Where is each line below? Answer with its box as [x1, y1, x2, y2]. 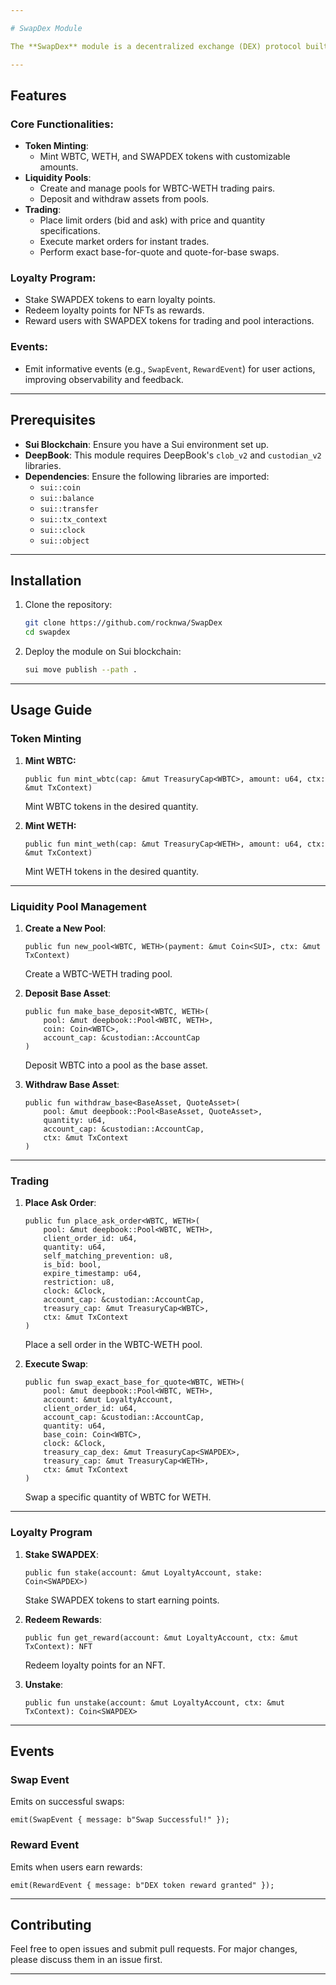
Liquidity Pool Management [10, 899, 147, 913]
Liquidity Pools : [24, 172, 92, 184]
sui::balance [39, 493, 95, 503]
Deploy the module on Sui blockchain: [24, 646, 182, 658]
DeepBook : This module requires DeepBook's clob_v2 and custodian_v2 [24, 449, 322, 461]
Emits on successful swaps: [10, 1796, 125, 1808]
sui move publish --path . [24, 665, 138, 675]
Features [10, 87, 67, 104]
